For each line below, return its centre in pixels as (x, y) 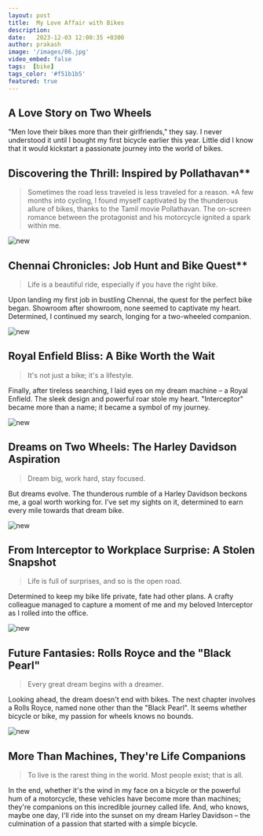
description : (29, 30)
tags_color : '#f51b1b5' (47, 74)
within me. (44, 225)
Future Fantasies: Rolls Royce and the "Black (120, 653)
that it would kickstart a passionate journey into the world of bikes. (116, 148)
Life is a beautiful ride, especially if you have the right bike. (122, 284)
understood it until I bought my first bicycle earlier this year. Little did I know (131, 140)
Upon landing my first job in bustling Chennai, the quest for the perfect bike (130, 299)
